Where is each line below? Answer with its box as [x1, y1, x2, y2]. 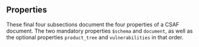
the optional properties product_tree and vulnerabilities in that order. [6, 33, 184, 41]
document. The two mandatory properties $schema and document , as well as [6, 27, 193, 34]
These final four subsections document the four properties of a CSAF [6, 20, 180, 28]
